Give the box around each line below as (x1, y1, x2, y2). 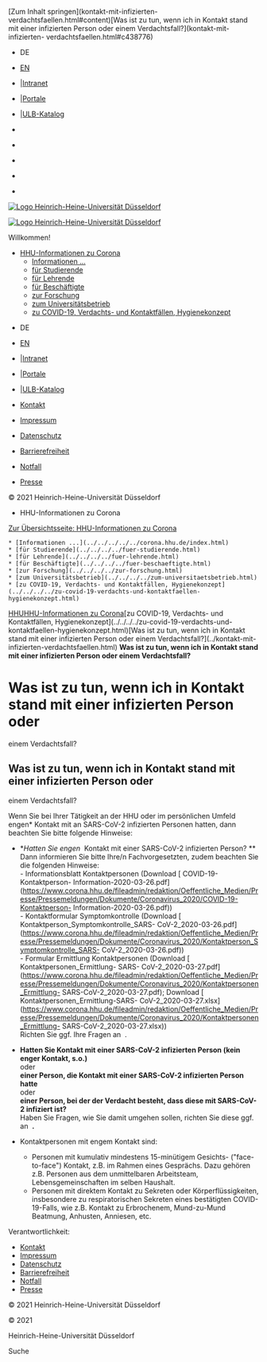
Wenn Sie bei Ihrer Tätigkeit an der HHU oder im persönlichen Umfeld (8, 811, 236, 820)
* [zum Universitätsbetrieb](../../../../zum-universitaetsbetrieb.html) (8, 573, 258, 581)
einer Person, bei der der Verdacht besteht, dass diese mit (19, 1095, 216, 1106)
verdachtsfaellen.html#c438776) (46, 32, 153, 41)
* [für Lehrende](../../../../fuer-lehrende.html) (8, 553, 180, 561)
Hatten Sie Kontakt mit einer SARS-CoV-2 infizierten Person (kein (19, 1045, 241, 1055)
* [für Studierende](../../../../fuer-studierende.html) (8, 546, 201, 554)
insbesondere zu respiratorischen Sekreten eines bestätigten (31, 1194, 232, 1203)
